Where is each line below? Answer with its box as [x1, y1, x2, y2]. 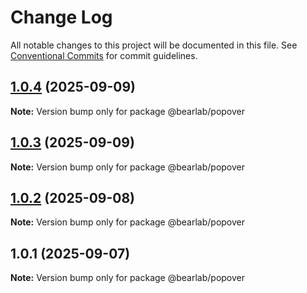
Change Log [10, 6, 113, 29]
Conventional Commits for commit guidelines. [10, 49, 198, 61]
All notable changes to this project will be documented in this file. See [10, 39, 298, 51]
